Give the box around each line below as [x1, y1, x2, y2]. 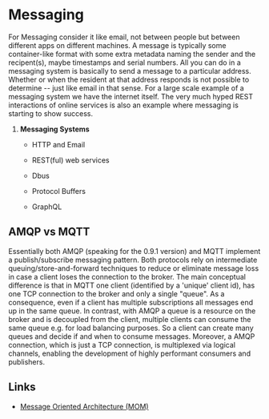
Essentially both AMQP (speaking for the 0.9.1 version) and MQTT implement [8, 246, 261, 256]
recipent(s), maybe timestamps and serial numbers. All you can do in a [8, 58, 242, 67]
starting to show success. [8, 108, 94, 118]
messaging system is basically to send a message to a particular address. [8, 66, 252, 75]
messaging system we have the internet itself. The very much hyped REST [8, 91, 254, 101]
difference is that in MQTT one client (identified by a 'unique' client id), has [8, 280, 255, 290]
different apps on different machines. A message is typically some [8, 40, 227, 50]
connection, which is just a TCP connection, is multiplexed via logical [8, 340, 236, 349]
